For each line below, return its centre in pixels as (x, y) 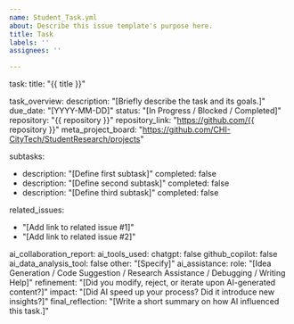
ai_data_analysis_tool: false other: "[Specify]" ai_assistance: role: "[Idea (140, 263)
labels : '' (29, 42)
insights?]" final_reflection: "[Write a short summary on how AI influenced (144, 302)
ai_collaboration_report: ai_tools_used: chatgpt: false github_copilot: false (143, 254)
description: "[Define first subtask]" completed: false (119, 174)
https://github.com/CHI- (187, 129)
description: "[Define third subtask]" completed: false (120, 193)
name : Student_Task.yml (53, 17)
